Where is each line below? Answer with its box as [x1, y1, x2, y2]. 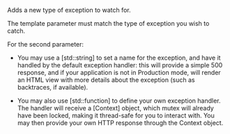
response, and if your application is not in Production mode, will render [17, 69, 221, 76]
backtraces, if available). [17, 83, 89, 91]
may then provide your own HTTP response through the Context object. [17, 119, 224, 127]
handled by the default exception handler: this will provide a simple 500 [17, 61, 223, 69]
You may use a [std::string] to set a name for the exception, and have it [17, 53, 221, 62]
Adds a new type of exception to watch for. [7, 6, 131, 14]
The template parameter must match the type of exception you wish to [7, 19, 210, 27]
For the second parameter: [7, 40, 84, 48]
